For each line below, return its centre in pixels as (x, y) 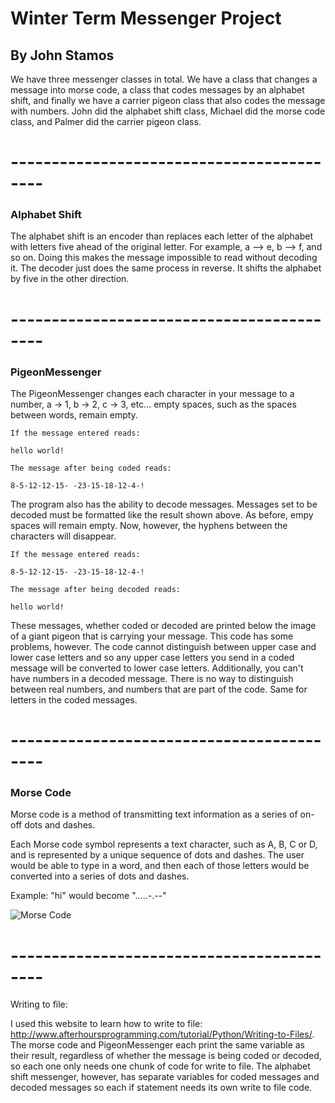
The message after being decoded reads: (96, 589)
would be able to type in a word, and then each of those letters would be (160, 866)
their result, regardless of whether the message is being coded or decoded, (166, 1056)
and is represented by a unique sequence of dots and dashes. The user (157, 855)
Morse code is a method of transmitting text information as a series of (154, 814)
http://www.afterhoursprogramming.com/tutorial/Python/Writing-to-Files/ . (162, 1034)
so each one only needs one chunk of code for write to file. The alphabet (160, 1066)
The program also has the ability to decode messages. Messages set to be (164, 504)
